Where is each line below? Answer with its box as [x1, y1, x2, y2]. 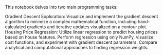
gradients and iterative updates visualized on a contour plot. [27, 24, 147, 30]
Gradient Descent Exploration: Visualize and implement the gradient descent [5, 14, 158, 19]
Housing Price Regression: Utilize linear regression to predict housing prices [5, 29, 158, 35]
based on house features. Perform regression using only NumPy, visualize [5, 34, 154, 40]
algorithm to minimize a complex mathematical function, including [5, 19, 137, 24]
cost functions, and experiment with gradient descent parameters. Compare [5, 39, 158, 45]
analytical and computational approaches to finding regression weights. [5, 45, 149, 50]
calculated [5, 24, 26, 30]
